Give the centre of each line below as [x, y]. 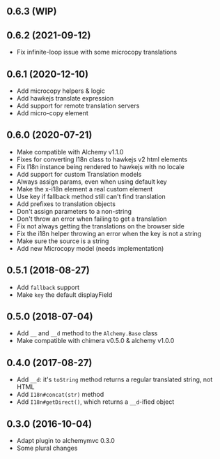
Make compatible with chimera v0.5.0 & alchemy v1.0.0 [95, 341]
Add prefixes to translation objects [66, 204]
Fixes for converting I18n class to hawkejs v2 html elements [102, 159]
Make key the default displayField [64, 294]
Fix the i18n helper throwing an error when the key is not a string [109, 233]
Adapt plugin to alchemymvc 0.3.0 [66, 441]
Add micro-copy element [52, 113]
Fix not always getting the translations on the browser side [101, 226]
